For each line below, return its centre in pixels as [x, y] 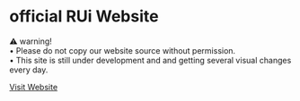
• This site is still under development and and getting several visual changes [150, 60]
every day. [29, 70]
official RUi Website [84, 17]
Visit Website [34, 87]
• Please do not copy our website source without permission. [123, 50]
